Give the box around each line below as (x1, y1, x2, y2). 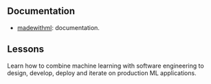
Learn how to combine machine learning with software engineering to (7, 61, 204, 70)
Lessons (7, 44, 45, 55)
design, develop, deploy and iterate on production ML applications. (7, 68, 197, 77)
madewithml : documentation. (16, 23, 100, 31)
